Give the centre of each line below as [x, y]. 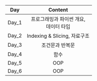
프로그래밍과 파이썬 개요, [58, 19]
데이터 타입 [58, 27]
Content [58, 10]
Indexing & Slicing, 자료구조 [58, 36]
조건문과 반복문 [58, 45]
